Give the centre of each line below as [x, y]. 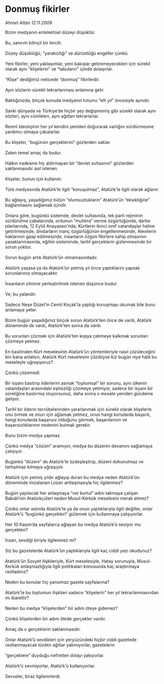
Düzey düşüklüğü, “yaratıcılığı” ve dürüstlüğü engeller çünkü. [67, 53]
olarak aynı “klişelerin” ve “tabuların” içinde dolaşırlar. [59, 69]
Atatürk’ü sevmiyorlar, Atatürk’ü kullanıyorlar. [50, 666]
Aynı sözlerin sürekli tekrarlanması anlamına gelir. [55, 90]
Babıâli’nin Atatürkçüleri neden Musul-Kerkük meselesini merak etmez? [77, 498]
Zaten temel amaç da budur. [34, 153]
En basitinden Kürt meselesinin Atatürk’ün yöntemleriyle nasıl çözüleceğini [80, 351]
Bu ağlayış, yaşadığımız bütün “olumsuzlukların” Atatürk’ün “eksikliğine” [77, 200]
